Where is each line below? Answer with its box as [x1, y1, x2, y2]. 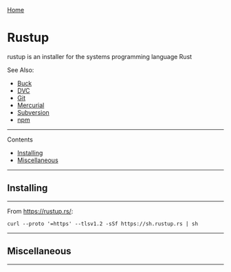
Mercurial [16, 101, 45, 109]
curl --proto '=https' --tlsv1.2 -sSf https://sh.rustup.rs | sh [7, 220, 198, 227]
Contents [7, 135, 33, 144]
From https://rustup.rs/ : [7, 207, 74, 215]
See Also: [7, 65, 34, 74]
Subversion [16, 108, 49, 116]
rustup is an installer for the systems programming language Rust [7, 52, 192, 60]
